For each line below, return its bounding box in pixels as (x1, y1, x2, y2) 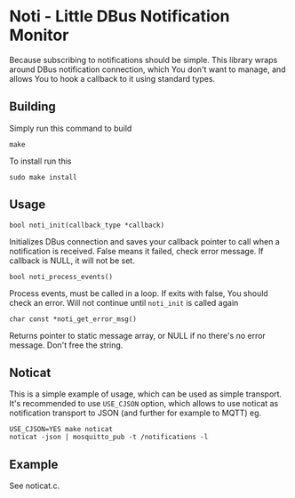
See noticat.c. (9, 480, 60, 491)
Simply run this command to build (9, 123, 132, 133)
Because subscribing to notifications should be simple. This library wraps (9, 54, 278, 65)
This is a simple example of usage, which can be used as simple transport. (9, 389, 283, 399)
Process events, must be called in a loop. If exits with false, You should (9, 287, 268, 299)
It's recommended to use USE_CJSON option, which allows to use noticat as (9, 398, 279, 409)
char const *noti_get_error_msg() (9, 314, 138, 324)
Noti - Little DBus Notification (9, 6, 230, 27)
